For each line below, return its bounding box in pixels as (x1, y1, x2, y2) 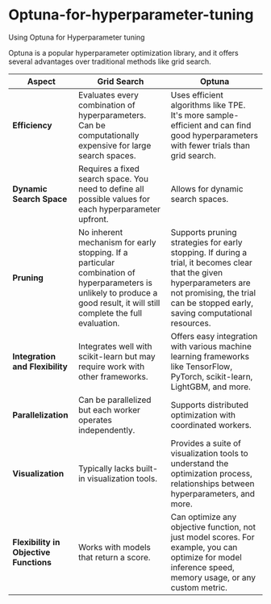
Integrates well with (77, 341, 152, 352)
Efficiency (12, 120, 52, 131)
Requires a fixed (77, 163, 140, 174)
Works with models (77, 541, 152, 552)
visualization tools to (170, 447, 248, 459)
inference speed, (170, 561, 236, 573)
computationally (77, 129, 140, 141)
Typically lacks (77, 463, 135, 474)
